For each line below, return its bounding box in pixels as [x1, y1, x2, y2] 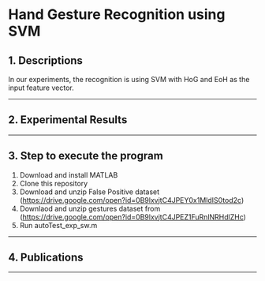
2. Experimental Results [8, 113, 128, 127]
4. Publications [8, 251, 84, 264]
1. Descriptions [8, 54, 83, 67]
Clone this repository [19, 178, 88, 188]
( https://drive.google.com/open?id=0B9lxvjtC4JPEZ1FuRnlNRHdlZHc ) [19, 212, 247, 222]
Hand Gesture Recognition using [8, 6, 226, 24]
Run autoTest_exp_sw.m [19, 220, 98, 230]
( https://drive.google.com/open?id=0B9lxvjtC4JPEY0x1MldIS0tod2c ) [19, 195, 244, 204]
